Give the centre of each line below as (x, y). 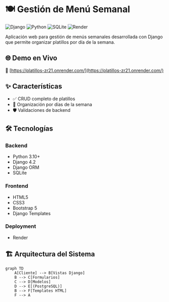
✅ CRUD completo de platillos (44, 99)
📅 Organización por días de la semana (52, 104)
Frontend (17, 186)
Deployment (21, 226)
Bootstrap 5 (25, 208)
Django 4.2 (24, 162)
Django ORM (26, 167)
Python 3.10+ (26, 157)
